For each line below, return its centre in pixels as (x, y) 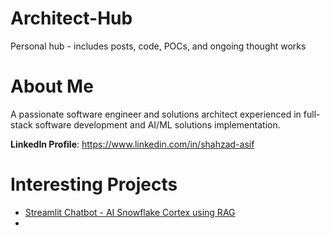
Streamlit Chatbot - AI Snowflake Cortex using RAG (130, 212)
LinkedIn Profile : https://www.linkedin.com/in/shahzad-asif (132, 144)
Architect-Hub (71, 18)
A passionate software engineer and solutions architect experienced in (156, 114)
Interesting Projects (94, 184)
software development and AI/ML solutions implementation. (157, 124)
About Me (52, 86)
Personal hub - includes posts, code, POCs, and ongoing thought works (158, 46)
